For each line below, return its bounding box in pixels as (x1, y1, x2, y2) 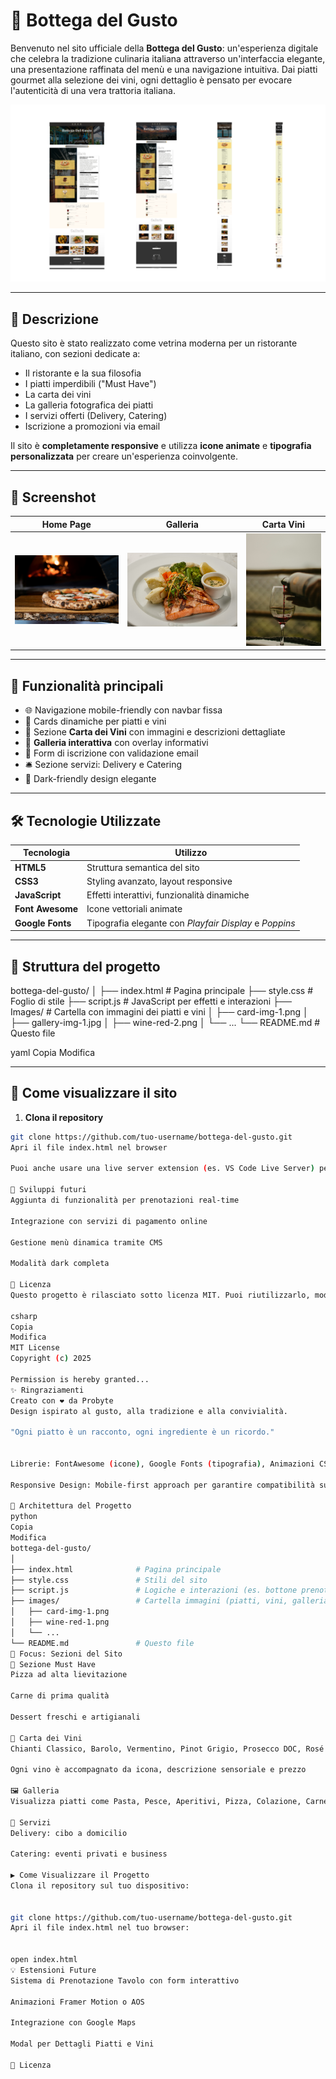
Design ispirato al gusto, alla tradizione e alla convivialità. (10, 1406, 288, 1416)
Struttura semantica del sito (86, 861, 200, 873)
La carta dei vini (24, 389, 92, 401)
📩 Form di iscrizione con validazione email (24, 747, 199, 759)
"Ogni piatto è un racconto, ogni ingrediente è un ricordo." (10, 1427, 275, 1438)
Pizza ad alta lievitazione (10, 1670, 128, 1680)
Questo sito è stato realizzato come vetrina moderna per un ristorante (10, 337, 298, 349)
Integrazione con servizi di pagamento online (10, 1216, 208, 1226)
